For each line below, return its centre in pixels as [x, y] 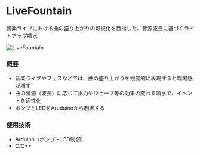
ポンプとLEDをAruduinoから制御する [60, 108]
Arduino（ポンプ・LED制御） [50, 139]
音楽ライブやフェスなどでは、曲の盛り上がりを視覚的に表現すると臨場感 [104, 78]
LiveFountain [39, 11]
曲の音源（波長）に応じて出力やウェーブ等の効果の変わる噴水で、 [96, 93]
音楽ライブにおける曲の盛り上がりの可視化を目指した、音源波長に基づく [95, 28]
